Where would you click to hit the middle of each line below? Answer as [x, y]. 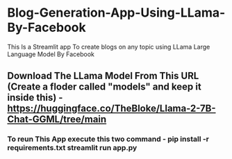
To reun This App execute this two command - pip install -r [108, 139]
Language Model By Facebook [51, 54]
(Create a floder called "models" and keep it [104, 87]
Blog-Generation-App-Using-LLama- [116, 13]
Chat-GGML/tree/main [57, 119]
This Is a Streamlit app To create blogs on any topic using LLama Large [109, 47]
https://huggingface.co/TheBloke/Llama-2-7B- [111, 109]
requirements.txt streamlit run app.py [72, 148]
